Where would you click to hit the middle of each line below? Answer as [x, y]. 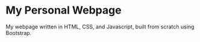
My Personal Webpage [64, 10]
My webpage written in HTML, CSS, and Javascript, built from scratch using [100, 27]
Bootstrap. [19, 33]
